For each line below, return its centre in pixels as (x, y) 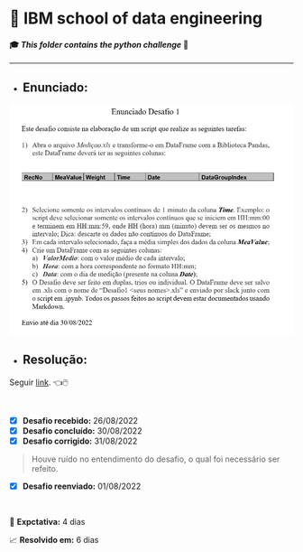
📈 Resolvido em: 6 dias (54, 540)
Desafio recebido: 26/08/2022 (80, 420)
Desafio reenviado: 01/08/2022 (82, 486)
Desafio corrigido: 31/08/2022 (80, 441)
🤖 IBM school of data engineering (136, 19)
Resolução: (55, 360)
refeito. (45, 469)
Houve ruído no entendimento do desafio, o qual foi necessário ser (156, 459)
